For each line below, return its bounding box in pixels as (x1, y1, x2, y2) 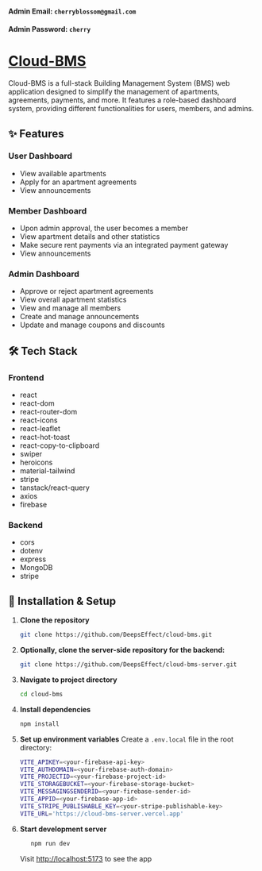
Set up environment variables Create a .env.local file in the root (19, 734, 234, 744)
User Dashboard (8, 151, 73, 162)
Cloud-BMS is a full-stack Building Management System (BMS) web (8, 79, 230, 88)
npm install (19, 719, 60, 728)
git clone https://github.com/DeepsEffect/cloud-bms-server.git (19, 661, 237, 669)
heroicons (19, 457, 53, 468)
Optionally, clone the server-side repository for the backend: (19, 646, 225, 655)
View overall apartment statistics (19, 295, 127, 305)
